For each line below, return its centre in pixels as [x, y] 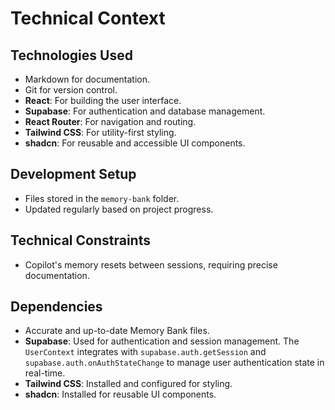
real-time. [45, 373]
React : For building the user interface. [103, 100]
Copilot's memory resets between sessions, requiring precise [151, 264]
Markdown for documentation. [87, 79]
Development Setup [73, 174]
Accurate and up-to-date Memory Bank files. [117, 331]
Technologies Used [71, 55]
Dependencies [56, 307]
